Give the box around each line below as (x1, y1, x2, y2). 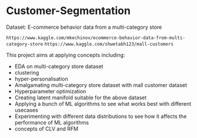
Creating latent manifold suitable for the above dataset (14, 94, 147, 101)
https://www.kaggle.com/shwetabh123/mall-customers (44, 41, 173, 47)
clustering (14, 69, 39, 76)
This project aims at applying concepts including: (6, 51, 125, 58)
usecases (14, 106, 38, 113)
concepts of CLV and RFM (14, 125, 78, 132)
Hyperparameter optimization (14, 87, 86, 95)
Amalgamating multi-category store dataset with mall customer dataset (14, 81, 187, 89)
